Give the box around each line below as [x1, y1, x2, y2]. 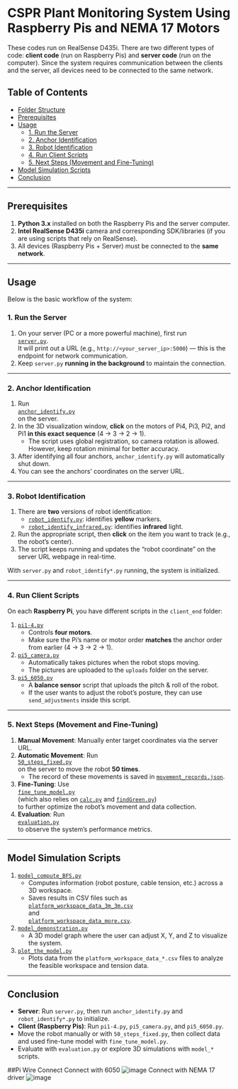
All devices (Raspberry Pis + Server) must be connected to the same [17, 241, 219, 250]
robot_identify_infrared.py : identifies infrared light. [28, 523, 183, 531]
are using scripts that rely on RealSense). [17, 234, 138, 242]
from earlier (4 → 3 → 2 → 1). [28, 643, 113, 651]
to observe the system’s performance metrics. [17, 825, 152, 833]
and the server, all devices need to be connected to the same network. [7, 66, 214, 74]
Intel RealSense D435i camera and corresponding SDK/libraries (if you [17, 227, 225, 235]
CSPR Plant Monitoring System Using [7, 5, 231, 21]
